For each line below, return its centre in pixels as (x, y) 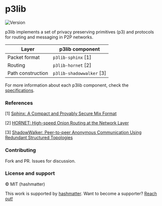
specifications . (20, 90)
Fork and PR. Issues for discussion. (40, 161)
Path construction (28, 73)
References (19, 103)
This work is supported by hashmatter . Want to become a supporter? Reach (81, 193)
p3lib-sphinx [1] (72, 57)
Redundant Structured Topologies (39, 138)
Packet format (24, 57)
